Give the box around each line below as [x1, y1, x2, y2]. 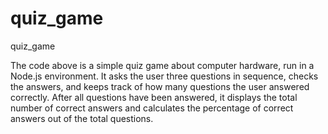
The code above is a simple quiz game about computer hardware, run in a [10, 59, 315, 71]
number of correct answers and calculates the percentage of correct [10, 102, 294, 114]
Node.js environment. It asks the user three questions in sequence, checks [10, 70, 319, 82]
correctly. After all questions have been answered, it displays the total [10, 91, 298, 103]
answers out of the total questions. [10, 112, 154, 124]
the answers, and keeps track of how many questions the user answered [10, 80, 310, 92]
